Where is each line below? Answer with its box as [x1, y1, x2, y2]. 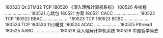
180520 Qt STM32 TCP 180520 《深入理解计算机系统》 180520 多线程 [5, 4, 147, 10]
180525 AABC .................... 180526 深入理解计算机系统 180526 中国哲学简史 [5, 28, 159, 33]
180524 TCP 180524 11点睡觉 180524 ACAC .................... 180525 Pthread [5, 21, 152, 27]
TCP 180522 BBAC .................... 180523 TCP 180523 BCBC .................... [5, 16, 150, 21]
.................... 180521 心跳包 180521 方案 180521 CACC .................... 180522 [5, 10, 156, 16]
